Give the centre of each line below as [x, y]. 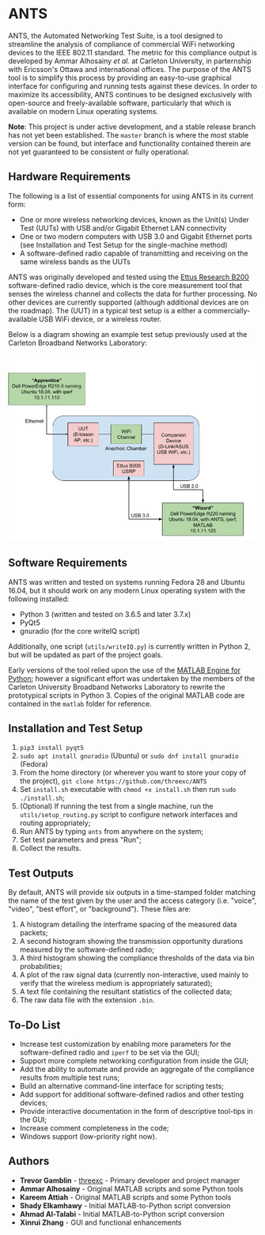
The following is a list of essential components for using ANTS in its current [131, 195]
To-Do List [34, 1025]
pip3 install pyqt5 [52, 748]
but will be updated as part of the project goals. [86, 654]
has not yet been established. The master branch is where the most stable [129, 134]
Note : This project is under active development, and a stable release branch [132, 127]
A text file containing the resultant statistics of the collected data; [126, 992]
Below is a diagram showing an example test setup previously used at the [128, 334]
